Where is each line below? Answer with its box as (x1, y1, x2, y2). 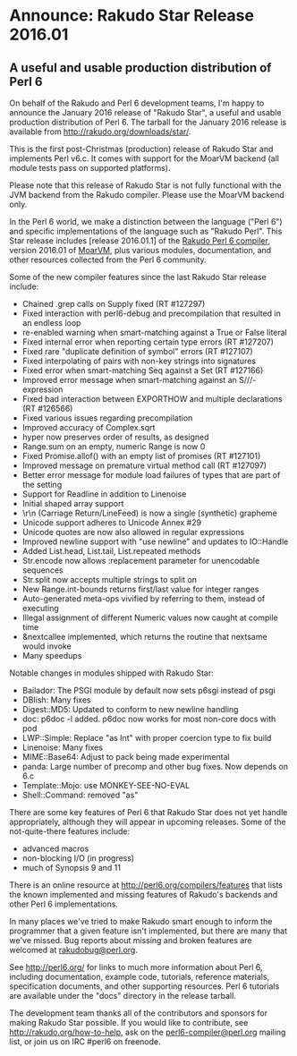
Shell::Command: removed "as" (21, 789, 139, 800)
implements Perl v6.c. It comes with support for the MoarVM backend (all (9, 153, 280, 164)
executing (21, 603, 60, 613)
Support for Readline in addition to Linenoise (21, 489, 187, 499)
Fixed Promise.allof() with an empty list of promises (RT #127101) (21, 451, 261, 461)
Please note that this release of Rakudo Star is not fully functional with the (9, 180, 282, 191)
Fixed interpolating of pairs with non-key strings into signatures (21, 355, 257, 366)
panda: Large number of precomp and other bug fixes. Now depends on (21, 762, 289, 771)
